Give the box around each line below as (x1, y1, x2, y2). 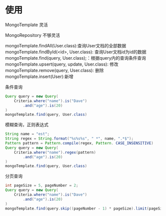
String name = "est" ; (5, 132, 50, 137)
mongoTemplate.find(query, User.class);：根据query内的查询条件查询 (5, 55, 146, 61)
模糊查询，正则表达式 (5, 122, 48, 128)
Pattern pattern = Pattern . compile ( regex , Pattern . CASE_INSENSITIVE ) (5, 141, 154, 146)
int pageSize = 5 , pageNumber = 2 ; (5, 183, 79, 188)
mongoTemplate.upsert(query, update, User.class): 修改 (5, 61, 119, 67)
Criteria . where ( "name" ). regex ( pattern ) (14, 150, 96, 155)
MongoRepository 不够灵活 (5, 32, 60, 38)
